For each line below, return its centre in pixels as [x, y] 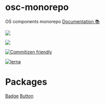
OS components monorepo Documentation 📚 [52, 21]
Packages [26, 82]
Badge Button [19, 96]
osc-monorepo [37, 7]
